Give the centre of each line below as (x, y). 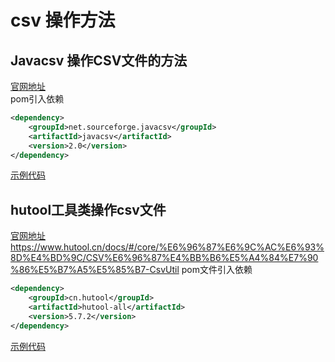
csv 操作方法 (63, 20)
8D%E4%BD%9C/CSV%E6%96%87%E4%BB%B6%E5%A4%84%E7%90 (164, 258)
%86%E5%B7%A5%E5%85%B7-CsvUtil (95, 270)
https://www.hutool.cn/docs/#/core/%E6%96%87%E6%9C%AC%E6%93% (167, 247)
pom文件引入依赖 (217, 270)
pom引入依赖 (37, 99)
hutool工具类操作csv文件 (88, 209)
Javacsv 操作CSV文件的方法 (99, 60)
